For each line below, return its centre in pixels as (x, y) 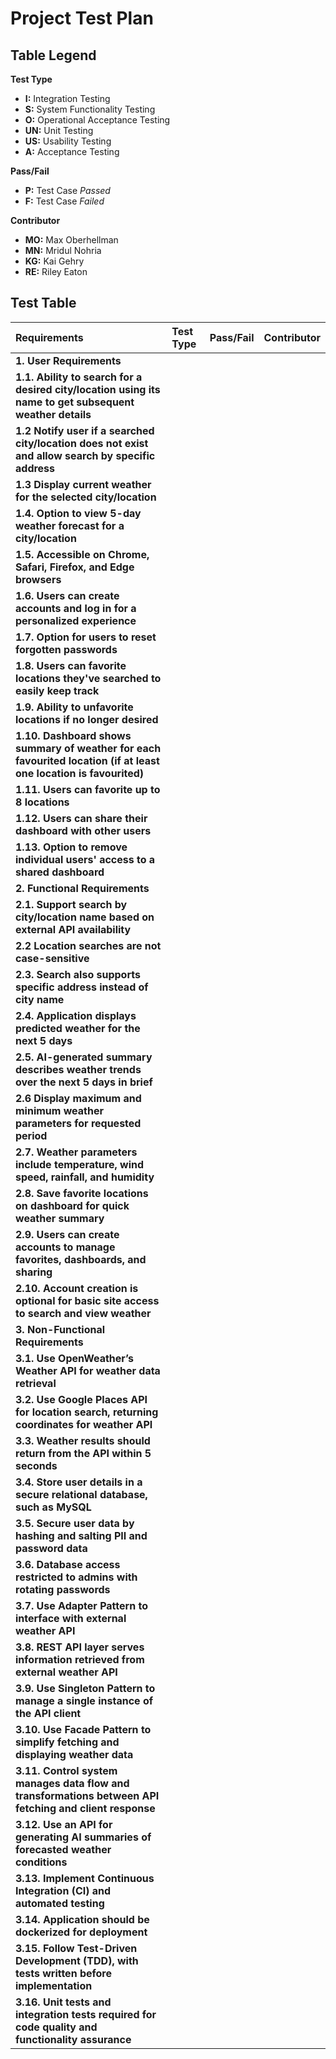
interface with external (71, 1618)
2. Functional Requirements (82, 888)
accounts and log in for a (76, 608)
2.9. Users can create (67, 1234)
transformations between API (87, 1795)
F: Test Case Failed (64, 201)
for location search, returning (87, 1412)
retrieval (36, 1383)
